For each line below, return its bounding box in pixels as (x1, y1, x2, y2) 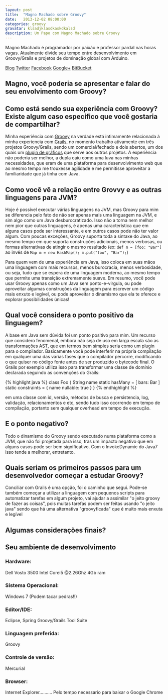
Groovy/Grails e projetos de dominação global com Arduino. (5, 55, 129, 61)
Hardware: (5, 558, 32, 565)
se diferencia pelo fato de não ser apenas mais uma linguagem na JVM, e (5, 212, 157, 218)
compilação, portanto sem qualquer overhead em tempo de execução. (5, 405, 151, 411)
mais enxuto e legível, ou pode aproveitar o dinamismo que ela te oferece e (5, 291, 161, 297)
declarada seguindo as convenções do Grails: (5, 369, 100, 375)
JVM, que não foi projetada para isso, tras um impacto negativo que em (5, 438, 153, 444)
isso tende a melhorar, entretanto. (5, 449, 75, 455)
